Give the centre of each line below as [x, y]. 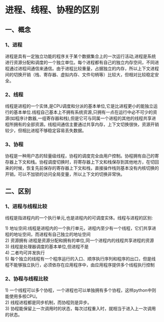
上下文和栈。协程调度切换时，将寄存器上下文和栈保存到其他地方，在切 [84, 162]
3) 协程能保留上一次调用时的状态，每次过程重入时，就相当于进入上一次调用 [81, 309]
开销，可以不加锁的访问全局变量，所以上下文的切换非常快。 [65, 174]
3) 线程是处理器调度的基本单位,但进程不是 [47, 247]
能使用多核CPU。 [22, 297]
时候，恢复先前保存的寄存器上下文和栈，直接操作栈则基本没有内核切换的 [86, 168]
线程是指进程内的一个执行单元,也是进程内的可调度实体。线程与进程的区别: [79, 218]
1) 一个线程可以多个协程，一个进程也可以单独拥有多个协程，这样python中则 [81, 290]
